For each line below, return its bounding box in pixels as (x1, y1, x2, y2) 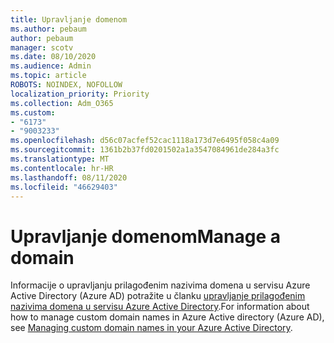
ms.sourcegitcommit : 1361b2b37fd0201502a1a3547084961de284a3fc (10, 145, 280, 155)
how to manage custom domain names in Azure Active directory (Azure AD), (10, 311, 325, 323)
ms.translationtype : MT (10, 154, 110, 164)
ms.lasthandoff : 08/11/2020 (10, 172, 128, 183)
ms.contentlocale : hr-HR (10, 163, 114, 173)
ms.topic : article (10, 71, 87, 81)
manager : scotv (10, 42, 74, 53)
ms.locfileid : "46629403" (10, 182, 118, 192)
